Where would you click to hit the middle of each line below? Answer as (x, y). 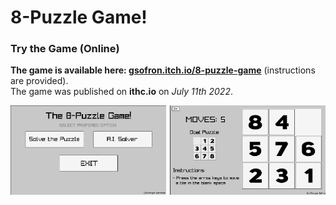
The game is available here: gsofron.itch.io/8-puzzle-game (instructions (163, 70)
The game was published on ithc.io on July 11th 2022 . (121, 92)
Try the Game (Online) (65, 49)
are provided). (39, 81)
